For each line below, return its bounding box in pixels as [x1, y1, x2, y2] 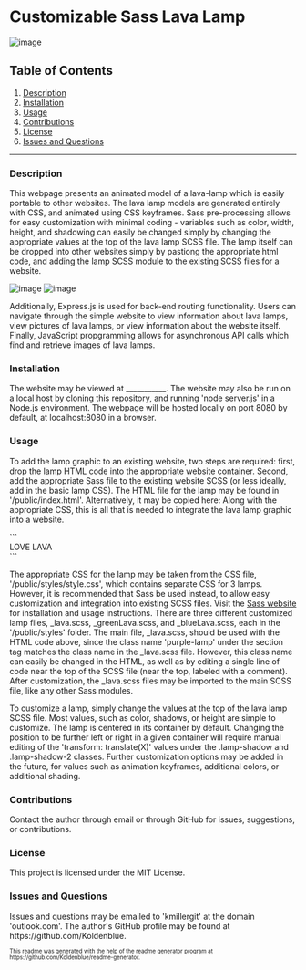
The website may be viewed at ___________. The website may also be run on [9, 383, 291, 394]
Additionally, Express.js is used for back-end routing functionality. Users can [9, 301, 296, 312]
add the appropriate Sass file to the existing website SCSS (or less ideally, [9, 475, 287, 485]
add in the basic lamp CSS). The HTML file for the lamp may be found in [9, 485, 280, 495]
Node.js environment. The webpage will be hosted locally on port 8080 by [9, 402, 288, 413]
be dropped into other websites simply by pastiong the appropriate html [9, 246, 279, 257]
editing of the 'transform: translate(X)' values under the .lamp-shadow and [9, 741, 290, 752]
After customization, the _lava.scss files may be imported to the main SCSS [9, 675, 291, 686]
